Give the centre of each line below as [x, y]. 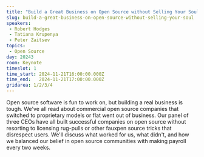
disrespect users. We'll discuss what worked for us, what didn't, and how [98, 135]
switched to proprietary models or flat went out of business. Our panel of [98, 115]
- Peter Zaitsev [29, 40]
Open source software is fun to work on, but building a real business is [95, 102]
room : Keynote [24, 62]
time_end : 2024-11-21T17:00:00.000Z [55, 79]
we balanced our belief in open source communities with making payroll [96, 141]
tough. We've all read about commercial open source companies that [93, 109]
